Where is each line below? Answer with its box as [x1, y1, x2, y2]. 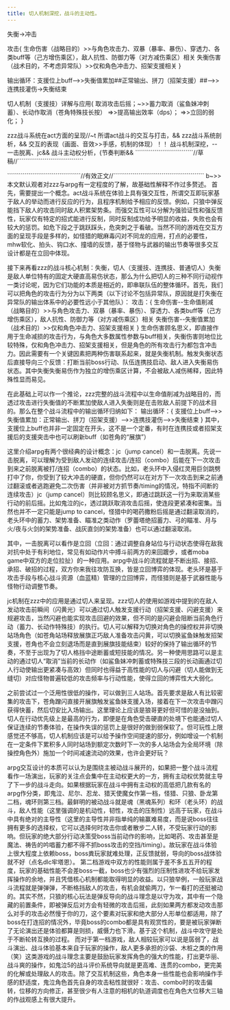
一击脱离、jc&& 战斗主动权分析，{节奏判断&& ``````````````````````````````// [7, 148, 198, 157]
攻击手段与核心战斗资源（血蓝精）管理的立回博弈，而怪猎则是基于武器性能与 [7, 573, 223, 581]
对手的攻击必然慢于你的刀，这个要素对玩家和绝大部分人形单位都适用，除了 [12, 909, 223, 917]
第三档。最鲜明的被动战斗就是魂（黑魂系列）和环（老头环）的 [42, 798, 217, 806]
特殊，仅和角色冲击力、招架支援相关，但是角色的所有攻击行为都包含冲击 [12, 341, 217, 349]
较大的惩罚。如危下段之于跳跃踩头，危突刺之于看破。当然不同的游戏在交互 [7, 223, 217, 231]
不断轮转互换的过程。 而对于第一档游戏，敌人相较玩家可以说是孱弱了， [12, 935, 213, 943]
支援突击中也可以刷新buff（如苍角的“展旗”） [25, 432, 150, 440]
